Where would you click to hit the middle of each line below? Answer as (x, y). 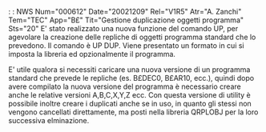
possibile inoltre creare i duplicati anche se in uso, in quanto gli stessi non (130, 104)
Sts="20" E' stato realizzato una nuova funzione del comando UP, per (123, 28)
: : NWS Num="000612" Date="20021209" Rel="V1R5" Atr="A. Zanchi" (125, 12)
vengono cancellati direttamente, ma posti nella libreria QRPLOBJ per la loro (133, 112)
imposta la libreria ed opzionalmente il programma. (92, 54)
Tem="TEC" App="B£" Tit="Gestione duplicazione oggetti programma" (126, 20)
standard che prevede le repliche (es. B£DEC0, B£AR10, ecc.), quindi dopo (131, 78)
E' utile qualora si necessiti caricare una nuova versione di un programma (129, 70)
